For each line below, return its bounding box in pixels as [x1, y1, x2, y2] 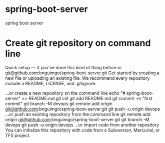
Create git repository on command [5, 37, 151, 49]
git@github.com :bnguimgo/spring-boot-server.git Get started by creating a [5, 70, 160, 76]
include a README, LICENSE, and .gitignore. [5, 80, 96, 86]
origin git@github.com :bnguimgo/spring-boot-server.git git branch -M [5, 116, 149, 123]
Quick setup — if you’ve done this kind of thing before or [5, 64, 122, 70]
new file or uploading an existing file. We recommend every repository [5, 75, 150, 81]
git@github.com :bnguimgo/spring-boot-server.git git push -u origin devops [5, 106, 160, 112]
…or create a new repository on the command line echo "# [5, 90, 126, 96]
